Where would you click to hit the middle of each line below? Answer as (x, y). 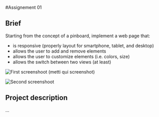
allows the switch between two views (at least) (62, 62)
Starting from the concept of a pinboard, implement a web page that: (78, 36)
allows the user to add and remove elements (59, 51)
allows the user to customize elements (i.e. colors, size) (71, 56)
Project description (37, 98)
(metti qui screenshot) (72, 72)
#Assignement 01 (24, 7)
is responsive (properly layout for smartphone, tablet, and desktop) (83, 45)
